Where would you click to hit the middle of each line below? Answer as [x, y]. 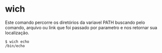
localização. [17, 33]
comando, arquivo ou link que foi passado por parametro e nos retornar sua [81, 27]
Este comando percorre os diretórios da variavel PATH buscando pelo [75, 22]
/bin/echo [15, 46]
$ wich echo [17, 42]
